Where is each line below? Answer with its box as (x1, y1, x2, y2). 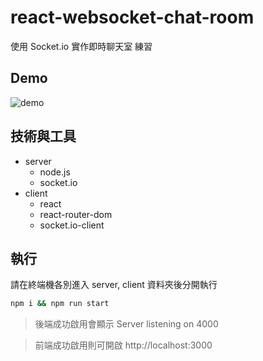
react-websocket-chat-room (10, 6, 255, 29)
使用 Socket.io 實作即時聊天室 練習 (10, 40, 153, 52)
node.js (39, 166, 71, 178)
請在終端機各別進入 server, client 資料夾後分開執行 (10, 279, 218, 291)
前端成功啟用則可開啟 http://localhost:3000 (34, 339, 213, 351)
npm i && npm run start (10, 299, 110, 309)
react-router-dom (39, 208, 113, 220)
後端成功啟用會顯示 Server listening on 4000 (34, 318, 219, 330)
